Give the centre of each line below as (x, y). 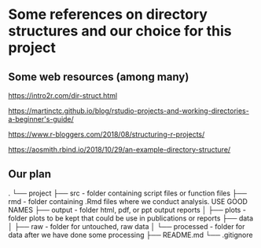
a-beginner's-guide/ (41, 119)
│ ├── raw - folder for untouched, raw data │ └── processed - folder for (127, 226)
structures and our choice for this (120, 31)
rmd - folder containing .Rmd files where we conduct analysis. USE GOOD (128, 201)
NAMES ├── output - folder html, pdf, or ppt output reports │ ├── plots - (127, 210)
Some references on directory (108, 15)
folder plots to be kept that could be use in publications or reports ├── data (131, 218)
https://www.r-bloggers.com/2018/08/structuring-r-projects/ (107, 134)
